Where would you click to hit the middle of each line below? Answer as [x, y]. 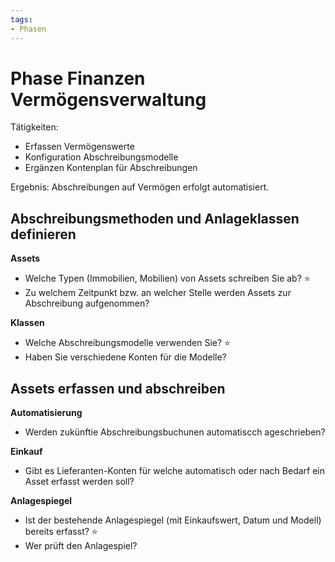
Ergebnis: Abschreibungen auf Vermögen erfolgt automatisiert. [140, 187]
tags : [21, 19]
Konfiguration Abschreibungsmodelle [101, 157]
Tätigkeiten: [34, 127]
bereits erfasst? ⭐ [61, 532]
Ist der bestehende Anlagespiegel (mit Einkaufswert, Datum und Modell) [173, 520]
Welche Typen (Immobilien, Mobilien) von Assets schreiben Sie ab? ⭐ [167, 278]
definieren [43, 234]
